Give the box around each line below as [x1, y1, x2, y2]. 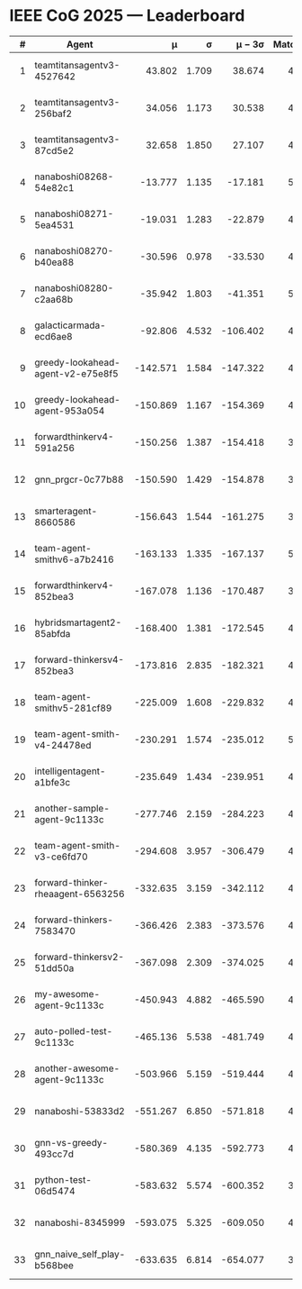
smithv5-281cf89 [34, 702, 112, 714]
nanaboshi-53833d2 [34, 1104, 126, 1117]
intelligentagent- [34, 765, 106, 777]
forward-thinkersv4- [34, 653, 124, 666]
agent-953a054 [34, 404, 105, 417]
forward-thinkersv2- [34, 950, 124, 963]
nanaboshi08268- [34, 170, 114, 183]
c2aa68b [34, 293, 74, 305]
